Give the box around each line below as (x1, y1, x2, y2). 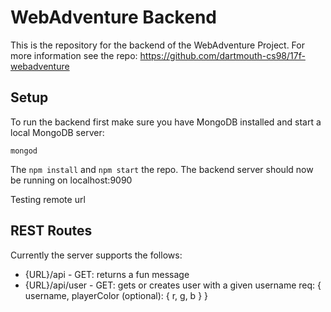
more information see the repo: (10, 49, 138, 61)
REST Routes (10, 222, 93, 240)
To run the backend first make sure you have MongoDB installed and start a (10, 116, 322, 128)
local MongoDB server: (10, 126, 105, 138)
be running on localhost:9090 (10, 174, 133, 186)
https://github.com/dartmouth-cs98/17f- (139, 49, 306, 61)
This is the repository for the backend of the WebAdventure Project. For (10, 39, 305, 51)
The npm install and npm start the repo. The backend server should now (10, 163, 314, 175)
